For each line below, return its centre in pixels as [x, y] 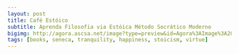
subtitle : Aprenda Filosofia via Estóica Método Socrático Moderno [110, 27]
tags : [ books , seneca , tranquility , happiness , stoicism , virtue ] [108, 40]
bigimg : [19, 33]
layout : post [27, 14]
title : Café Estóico [38, 20]
